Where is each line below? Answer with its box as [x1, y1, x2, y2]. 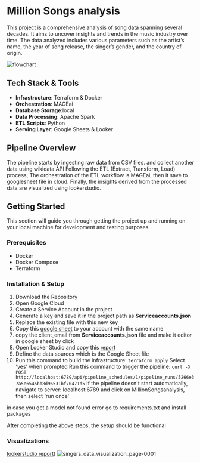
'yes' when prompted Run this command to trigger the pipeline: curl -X [15, 363, 191, 370]
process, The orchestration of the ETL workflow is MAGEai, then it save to [7, 171, 188, 178]
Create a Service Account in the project [15, 305, 112, 313]
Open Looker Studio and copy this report [15, 344, 115, 351]
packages [7, 410, 32, 417]
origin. [7, 49, 23, 56]
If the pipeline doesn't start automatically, [86, 379, 188, 387]
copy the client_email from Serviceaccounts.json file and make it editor [15, 331, 192, 338]
